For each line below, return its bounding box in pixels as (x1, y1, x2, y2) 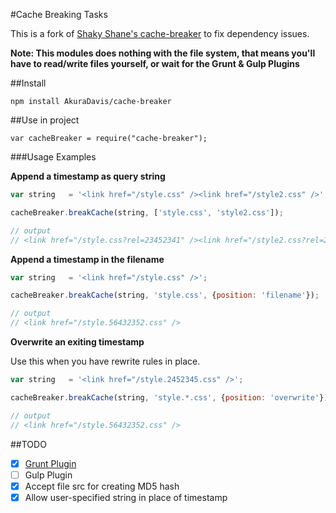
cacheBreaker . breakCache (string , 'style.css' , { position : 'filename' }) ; (10, 290, 320, 301)
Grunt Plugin (24, 457, 77, 469)
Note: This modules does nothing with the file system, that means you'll (10, 47, 316, 59)
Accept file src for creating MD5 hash (24, 480, 180, 492)
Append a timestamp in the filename (10, 253, 165, 265)
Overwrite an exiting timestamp (10, 336, 145, 348)
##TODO (10, 438, 47, 450)
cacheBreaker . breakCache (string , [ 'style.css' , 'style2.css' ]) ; (10, 207, 284, 218)
